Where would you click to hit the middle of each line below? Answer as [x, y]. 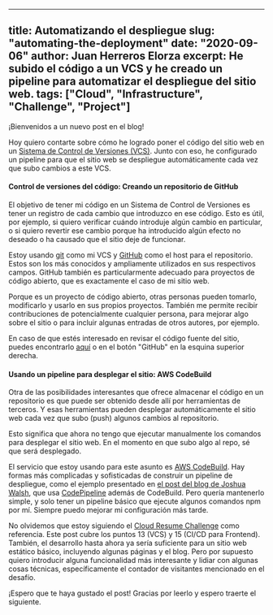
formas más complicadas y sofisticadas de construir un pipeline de [121, 475]
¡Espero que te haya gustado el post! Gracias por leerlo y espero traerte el [132, 593]
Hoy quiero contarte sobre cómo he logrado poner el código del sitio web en [136, 142]
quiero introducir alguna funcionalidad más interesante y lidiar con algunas [133, 561]
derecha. [24, 356]
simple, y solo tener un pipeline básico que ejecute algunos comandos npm [135, 501]
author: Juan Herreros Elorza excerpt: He [137, 56]
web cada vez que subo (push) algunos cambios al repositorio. [114, 418]
